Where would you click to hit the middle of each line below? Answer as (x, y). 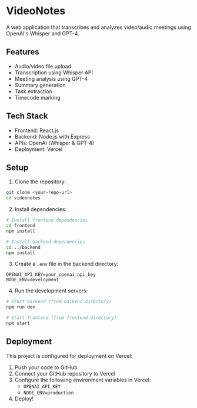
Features (23, 52)
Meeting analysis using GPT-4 (51, 78)
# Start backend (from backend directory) (59, 302)
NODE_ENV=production (49, 393)
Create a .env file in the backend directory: (66, 264)
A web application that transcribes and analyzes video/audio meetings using (98, 27)
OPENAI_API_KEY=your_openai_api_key (51, 275)
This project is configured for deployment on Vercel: (69, 356)
